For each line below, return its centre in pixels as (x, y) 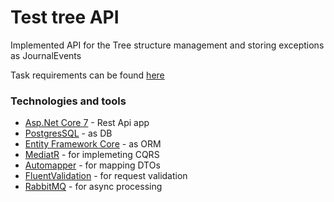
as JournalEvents (46, 55)
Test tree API (65, 17)
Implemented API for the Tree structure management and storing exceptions (167, 45)
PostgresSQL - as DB (68, 133)
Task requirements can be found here (87, 75)
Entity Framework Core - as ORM (93, 144)
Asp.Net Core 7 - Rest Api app (87, 123)
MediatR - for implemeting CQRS (92, 155)
